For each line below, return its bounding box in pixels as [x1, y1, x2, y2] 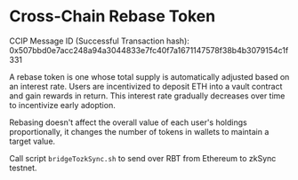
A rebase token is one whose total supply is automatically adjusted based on [9, 71, 290, 82]
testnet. [9, 162, 37, 173]
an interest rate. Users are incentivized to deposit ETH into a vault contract [9, 81, 283, 91]
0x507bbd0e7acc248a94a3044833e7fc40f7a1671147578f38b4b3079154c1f [9, 44, 289, 55]
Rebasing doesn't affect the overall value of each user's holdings [9, 117, 247, 128]
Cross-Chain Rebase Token [9, 6, 216, 27]
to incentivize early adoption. [9, 99, 116, 110]
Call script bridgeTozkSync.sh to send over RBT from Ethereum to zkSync [9, 153, 277, 163]
